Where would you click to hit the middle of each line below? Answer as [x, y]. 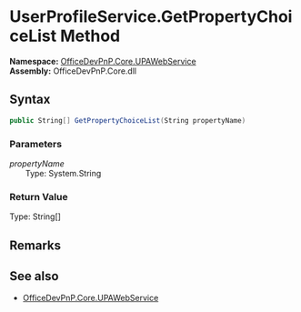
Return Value [39, 196]
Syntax [30, 100]
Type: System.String [64, 173]
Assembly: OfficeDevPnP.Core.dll [73, 71]
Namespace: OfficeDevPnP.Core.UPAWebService [103, 61]
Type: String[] [35, 216]
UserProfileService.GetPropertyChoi [151, 17]
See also [34, 276]
